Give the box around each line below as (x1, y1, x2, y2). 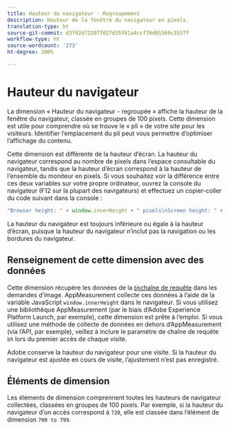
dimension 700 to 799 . (7, 415, 71, 424)
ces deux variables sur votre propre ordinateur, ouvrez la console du (7, 179, 202, 187)
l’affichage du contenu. (7, 136, 72, 145)
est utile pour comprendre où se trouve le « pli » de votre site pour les (7, 121, 205, 130)
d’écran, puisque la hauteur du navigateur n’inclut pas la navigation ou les (7, 227, 216, 235)
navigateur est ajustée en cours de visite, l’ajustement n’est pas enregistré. (7, 355, 219, 363)
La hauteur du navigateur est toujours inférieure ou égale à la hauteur (7, 219, 204, 228)
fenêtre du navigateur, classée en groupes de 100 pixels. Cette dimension (7, 114, 216, 123)
